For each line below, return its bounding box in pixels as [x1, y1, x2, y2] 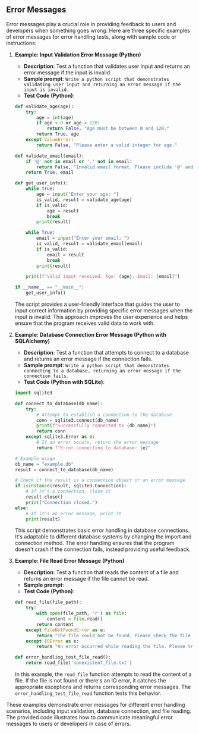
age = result [46, 208, 79, 214]
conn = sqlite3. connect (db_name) [36, 417, 119, 423]
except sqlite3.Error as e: [26, 434, 95, 440]
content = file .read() [46, 616, 103, 622]
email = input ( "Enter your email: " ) [36, 235, 129, 242]
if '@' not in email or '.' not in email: [26, 158, 132, 164]
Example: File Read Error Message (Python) [14, 557, 125, 565]
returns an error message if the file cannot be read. [23, 575, 150, 582]
